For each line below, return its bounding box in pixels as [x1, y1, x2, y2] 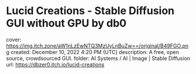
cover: [6, 36, 22, 43]
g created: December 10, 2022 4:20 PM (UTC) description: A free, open [6, 48, 179, 55]
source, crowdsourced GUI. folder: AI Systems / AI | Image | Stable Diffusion [6, 55, 191, 62]
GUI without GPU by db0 [6, 16, 127, 30]
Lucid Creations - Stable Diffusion [6, 4, 175, 18]
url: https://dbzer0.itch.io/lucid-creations [6, 60, 104, 68]
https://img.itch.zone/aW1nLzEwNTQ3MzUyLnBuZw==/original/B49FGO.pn [6, 42, 189, 49]
